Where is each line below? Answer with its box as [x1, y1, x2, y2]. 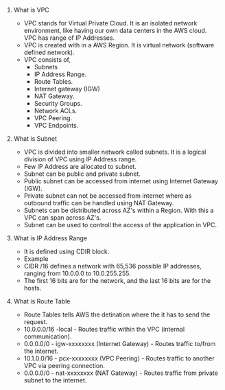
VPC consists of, [23, 56, 71, 64]
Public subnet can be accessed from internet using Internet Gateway [23, 177, 218, 185]
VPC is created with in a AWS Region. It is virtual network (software [23, 41, 215, 49]
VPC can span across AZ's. [23, 214, 102, 222]
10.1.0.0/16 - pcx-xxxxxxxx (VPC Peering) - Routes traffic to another [23, 354, 215, 363]
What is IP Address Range [13, 234, 88, 242]
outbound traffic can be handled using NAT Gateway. [23, 199, 174, 207]
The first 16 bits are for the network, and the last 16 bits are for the [23, 277, 211, 284]
